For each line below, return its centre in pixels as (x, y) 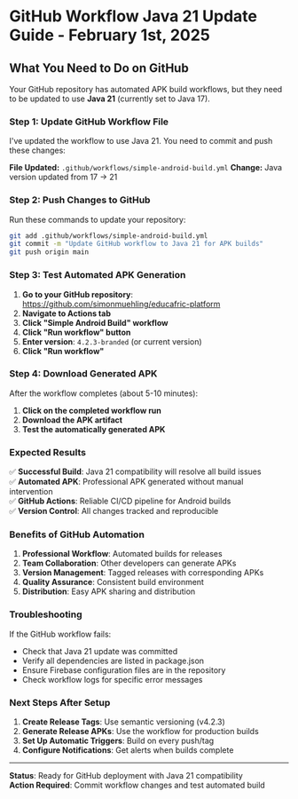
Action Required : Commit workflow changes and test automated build (137, 785)
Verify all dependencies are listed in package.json (113, 661)
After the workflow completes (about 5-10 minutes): (104, 393)
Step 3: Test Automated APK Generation (98, 275)
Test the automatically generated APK (94, 429)
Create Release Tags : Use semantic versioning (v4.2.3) (124, 722)
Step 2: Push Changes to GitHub (80, 200)
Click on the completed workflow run (92, 410)
